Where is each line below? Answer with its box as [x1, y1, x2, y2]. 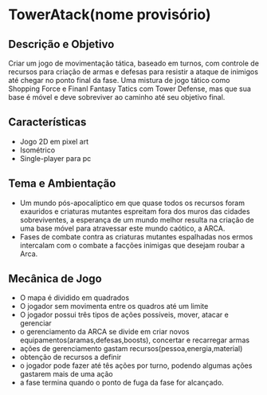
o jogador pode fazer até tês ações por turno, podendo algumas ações [19, 361, 253, 370]
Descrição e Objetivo [8, 38, 115, 51]
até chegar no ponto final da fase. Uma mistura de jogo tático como [8, 76, 230, 85]
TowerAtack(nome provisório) [8, 6, 211, 24]
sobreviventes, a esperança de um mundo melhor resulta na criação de [19, 215, 255, 224]
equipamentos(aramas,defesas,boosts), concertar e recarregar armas [19, 335, 249, 345]
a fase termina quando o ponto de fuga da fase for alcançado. [19, 377, 225, 388]
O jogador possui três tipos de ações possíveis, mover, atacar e [19, 310, 229, 320]
